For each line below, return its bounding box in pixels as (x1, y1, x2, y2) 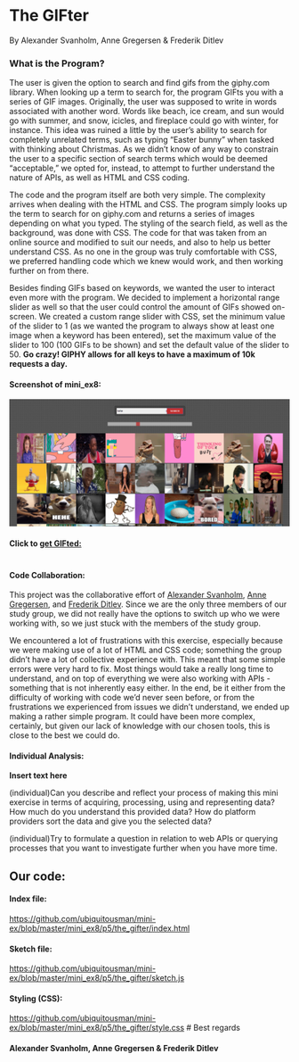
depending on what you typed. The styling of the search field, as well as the (9, 218, 288, 228)
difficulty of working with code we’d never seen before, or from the (9, 693, 255, 703)
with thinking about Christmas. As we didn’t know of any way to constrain (9, 144, 279, 154)
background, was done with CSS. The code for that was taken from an (9, 228, 267, 238)
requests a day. (9, 359, 69, 369)
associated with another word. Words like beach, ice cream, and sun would (9, 106, 285, 117)
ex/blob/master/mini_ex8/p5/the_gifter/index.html (9, 923, 190, 933)
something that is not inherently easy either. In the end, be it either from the (9, 683, 287, 693)
